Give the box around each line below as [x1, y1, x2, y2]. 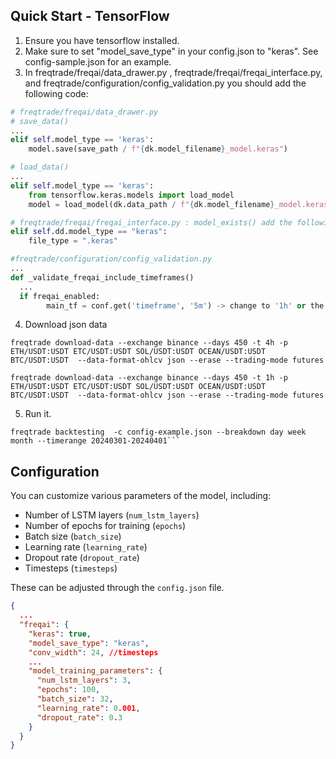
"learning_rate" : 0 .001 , [36, 703, 141, 713]
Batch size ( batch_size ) [24, 530, 122, 543]
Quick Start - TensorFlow [10, 8, 170, 25]
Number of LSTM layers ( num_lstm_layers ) [24, 509, 200, 521]
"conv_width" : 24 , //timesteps [28, 647, 159, 658]
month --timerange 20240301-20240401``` [10, 436, 182, 446]
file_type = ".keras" [28, 236, 118, 246]
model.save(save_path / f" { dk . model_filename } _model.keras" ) [28, 144, 288, 154]
